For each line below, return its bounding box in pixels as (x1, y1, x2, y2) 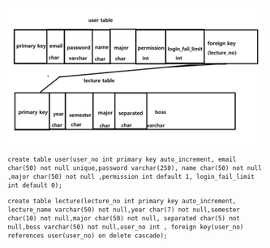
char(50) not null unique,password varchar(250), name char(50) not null (7, 163, 263, 172)
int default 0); (7, 181, 62, 189)
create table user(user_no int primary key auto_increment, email (7, 155, 237, 163)
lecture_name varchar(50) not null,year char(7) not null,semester (7, 206, 241, 214)
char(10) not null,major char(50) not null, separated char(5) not (7, 214, 241, 222)
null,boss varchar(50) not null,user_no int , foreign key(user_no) (7, 223, 244, 231)
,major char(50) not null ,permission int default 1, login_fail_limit (7, 172, 255, 181)
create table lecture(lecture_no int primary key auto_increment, (7, 197, 237, 205)
